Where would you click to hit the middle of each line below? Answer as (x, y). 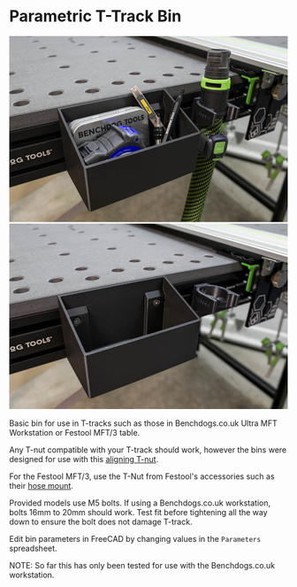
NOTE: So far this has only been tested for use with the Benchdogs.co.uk (142, 566)
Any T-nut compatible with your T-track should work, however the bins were (148, 450)
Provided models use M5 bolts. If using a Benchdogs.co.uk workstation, (140, 503)
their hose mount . (41, 486)
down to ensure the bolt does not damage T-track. (101, 522)
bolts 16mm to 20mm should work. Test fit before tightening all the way (138, 513)
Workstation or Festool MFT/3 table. (75, 433)
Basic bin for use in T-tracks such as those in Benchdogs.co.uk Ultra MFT (144, 423)
